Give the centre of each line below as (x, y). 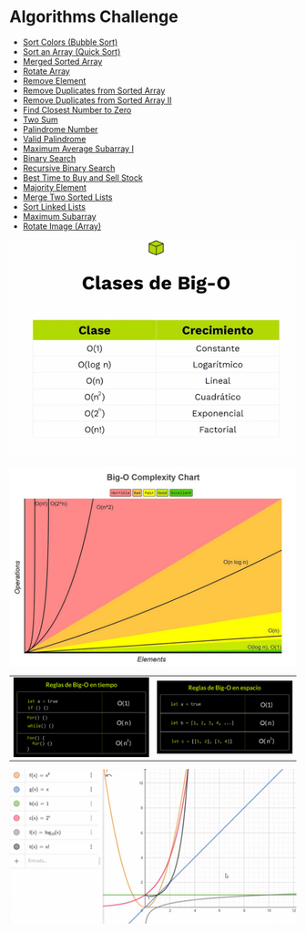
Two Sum (41, 119)
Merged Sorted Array (62, 61)
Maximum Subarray (60, 216)
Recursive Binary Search (69, 168)
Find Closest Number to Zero (77, 109)
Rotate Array (46, 71)
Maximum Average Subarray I (78, 149)
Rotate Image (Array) (62, 226)
